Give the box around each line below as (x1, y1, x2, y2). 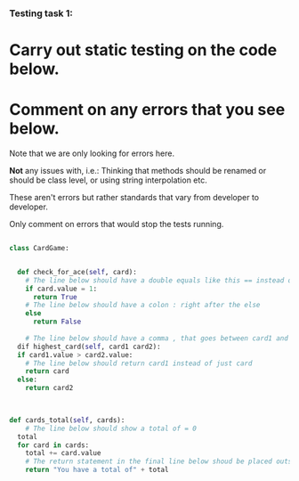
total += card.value (25, 449, 101, 458)
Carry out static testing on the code (9, 40, 278, 61)
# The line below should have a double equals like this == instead (25, 275, 285, 285)
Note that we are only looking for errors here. (9, 148, 175, 159)
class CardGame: (9, 244, 69, 253)
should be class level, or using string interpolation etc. (9, 175, 207, 185)
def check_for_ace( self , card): (17, 267, 138, 276)
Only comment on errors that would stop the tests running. (9, 219, 224, 230)
